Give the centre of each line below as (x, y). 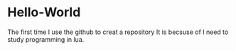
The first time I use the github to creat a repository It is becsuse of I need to (118, 32)
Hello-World (44, 12)
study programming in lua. (46, 39)
